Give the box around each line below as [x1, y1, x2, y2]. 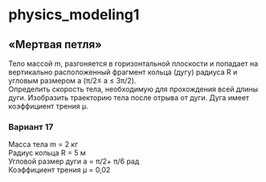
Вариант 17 [8, 121, 54, 132]
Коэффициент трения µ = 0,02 [8, 165, 111, 175]
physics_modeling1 [8, 6, 140, 24]
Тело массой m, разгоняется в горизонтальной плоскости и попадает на [8, 59, 259, 68]
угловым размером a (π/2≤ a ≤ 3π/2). [8, 76, 137, 85]
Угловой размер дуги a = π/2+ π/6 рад [8, 156, 140, 166]
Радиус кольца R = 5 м [8, 148, 86, 158]
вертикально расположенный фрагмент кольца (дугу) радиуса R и [8, 67, 238, 77]
